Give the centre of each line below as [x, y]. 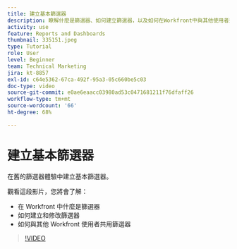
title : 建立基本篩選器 [37, 14]
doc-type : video [31, 86]
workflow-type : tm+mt [39, 99]
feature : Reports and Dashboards [56, 34]
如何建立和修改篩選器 [48, 215]
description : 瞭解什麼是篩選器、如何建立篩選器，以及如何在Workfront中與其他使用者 [118, 20]
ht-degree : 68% [30, 112]
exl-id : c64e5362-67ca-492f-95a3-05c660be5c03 [77, 79]
